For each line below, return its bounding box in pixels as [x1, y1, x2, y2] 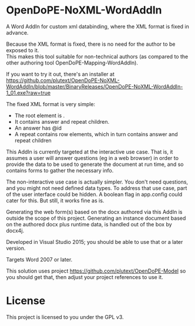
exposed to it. [6, 46, 39, 53]
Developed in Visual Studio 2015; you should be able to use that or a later [6, 238, 183, 245]
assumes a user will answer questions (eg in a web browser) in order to [6, 154, 179, 161]
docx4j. [6, 227, 25, 234]
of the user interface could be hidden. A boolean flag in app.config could [6, 191, 183, 198]
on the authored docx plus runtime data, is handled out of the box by [6, 220, 172, 227]
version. [6, 244, 26, 252]
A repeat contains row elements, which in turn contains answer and [14, 130, 178, 138]
